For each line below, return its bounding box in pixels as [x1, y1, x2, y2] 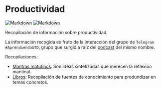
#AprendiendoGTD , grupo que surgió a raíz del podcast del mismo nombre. [5, 44, 156, 50]
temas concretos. [12, 79, 48, 85]
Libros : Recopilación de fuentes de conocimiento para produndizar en [12, 74, 156, 80]
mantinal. [12, 68, 31, 75]
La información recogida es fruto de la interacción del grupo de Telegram [5, 39, 155, 45]
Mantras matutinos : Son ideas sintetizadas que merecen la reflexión [12, 63, 152, 69]
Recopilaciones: [5, 53, 38, 60]
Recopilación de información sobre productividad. [5, 29, 108, 35]
